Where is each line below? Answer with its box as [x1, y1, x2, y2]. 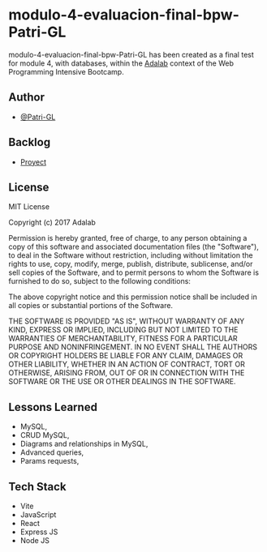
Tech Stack [8, 480, 67, 494]
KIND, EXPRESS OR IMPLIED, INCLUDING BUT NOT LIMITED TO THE [8, 325, 239, 335]
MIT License [8, 202, 50, 212]
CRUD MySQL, [19, 430, 70, 440]
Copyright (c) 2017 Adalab [8, 217, 96, 228]
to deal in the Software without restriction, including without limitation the [8, 250, 253, 260]
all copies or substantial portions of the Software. [8, 301, 173, 310]
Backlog [8, 135, 51, 149]
